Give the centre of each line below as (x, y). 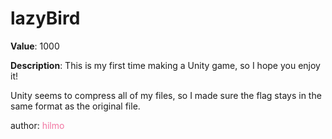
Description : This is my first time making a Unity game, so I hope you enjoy (165, 65)
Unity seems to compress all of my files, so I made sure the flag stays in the (166, 95)
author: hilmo (37, 125)
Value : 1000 (35, 46)
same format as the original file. (75, 106)
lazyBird (45, 18)
